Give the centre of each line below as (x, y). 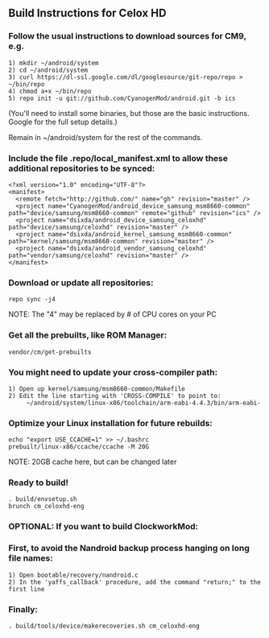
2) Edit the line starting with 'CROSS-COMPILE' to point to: (115, 396)
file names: (31, 558)
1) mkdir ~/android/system (54, 63)
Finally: (23, 609)
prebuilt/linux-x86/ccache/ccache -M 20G (79, 447)
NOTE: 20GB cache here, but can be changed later (93, 462)
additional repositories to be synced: (82, 168)
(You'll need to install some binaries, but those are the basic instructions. (129, 113)
